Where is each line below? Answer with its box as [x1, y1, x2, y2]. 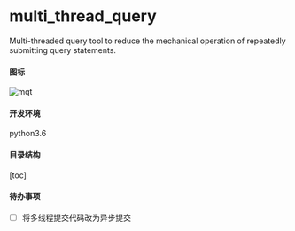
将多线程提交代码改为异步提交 [21, 212, 131, 223]
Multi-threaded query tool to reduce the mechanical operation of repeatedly [9, 35, 286, 46]
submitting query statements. [9, 44, 117, 55]
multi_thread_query [9, 6, 157, 27]
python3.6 [9, 128, 47, 139]
